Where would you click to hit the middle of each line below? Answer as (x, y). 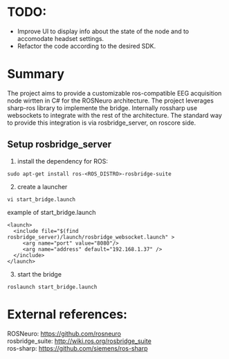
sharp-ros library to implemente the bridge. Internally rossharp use (102, 107)
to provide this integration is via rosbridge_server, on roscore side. (101, 123)
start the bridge (39, 274)
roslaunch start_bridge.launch (52, 287)
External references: (67, 314)
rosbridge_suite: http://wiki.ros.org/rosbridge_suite (80, 341)
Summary (36, 74)
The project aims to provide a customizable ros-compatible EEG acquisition (114, 93)
